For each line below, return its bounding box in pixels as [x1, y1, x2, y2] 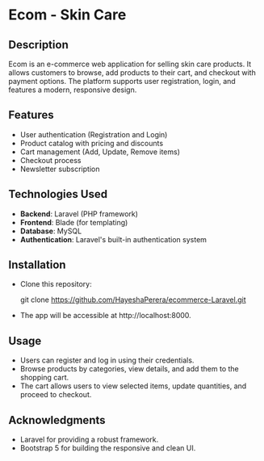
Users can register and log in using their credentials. [19, 355, 195, 365]
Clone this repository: [19, 279, 92, 289]
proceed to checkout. [19, 390, 92, 400]
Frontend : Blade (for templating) [19, 217, 128, 227]
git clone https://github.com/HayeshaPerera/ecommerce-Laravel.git [19, 295, 246, 304]
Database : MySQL [19, 226, 82, 236]
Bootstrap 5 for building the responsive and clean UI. [19, 443, 196, 453]
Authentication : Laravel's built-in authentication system [19, 234, 207, 244]
